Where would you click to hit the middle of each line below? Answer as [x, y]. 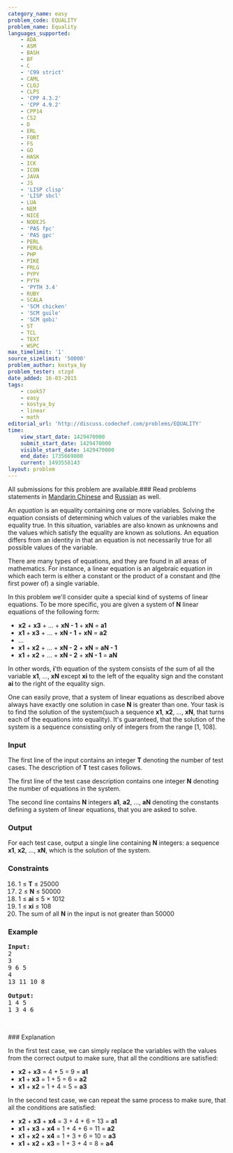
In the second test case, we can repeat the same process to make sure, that [117, 1100]
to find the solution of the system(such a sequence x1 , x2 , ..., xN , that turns [116, 712]
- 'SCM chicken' [44, 307]
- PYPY [30, 274]
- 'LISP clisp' [43, 190]
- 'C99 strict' [43, 72]
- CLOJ [30, 85]
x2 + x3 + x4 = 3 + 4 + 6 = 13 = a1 [67, 1121]
